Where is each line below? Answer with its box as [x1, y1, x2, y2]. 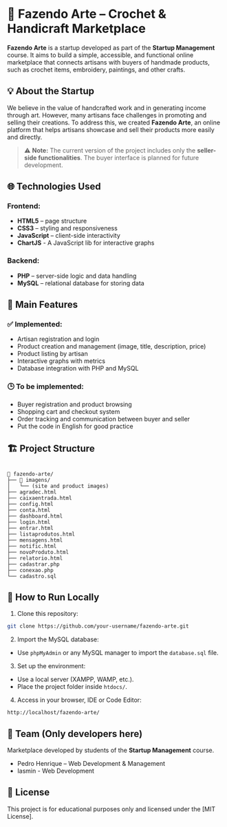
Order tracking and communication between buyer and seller [17, 415, 191, 423]
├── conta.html [7, 507, 51, 514]
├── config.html [7, 500, 54, 507]
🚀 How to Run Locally [7, 591, 100, 603]
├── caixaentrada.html [7, 494, 72, 501]
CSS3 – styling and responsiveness [17, 224, 118, 232]
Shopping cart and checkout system [17, 407, 120, 415]
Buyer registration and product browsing [17, 400, 132, 408]
